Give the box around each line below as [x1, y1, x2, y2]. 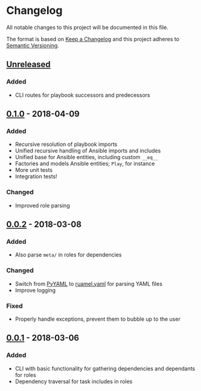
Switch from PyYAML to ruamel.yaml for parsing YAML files [14, 280, 163, 287]
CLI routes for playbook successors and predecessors [14, 91, 150, 99]
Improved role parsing [14, 202, 71, 209]
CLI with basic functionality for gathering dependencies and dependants [14, 364, 196, 372]
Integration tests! [14, 173, 57, 180]
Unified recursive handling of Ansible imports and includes [14, 147, 161, 154]
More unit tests [14, 166, 53, 174]
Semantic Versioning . [6, 42, 59, 49]
